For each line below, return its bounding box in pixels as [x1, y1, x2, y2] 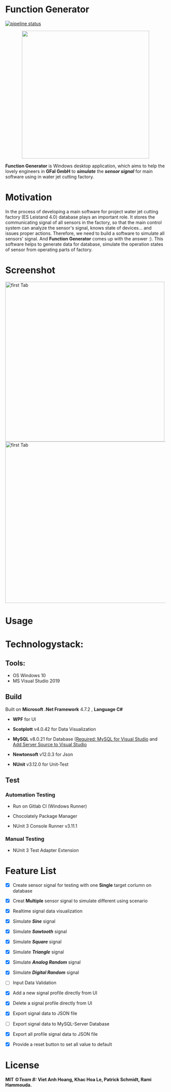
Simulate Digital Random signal [12, 969, 79, 975]
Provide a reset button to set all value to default [12, 1041, 112, 1047]
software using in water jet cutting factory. [5, 173, 94, 180]
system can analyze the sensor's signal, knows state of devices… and [5, 225, 152, 231]
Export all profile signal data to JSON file [12, 1031, 98, 1037]
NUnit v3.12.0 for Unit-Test [12, 761, 69, 767]
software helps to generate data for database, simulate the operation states [5, 241, 164, 247]
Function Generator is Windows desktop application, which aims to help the [5, 163, 165, 169]
